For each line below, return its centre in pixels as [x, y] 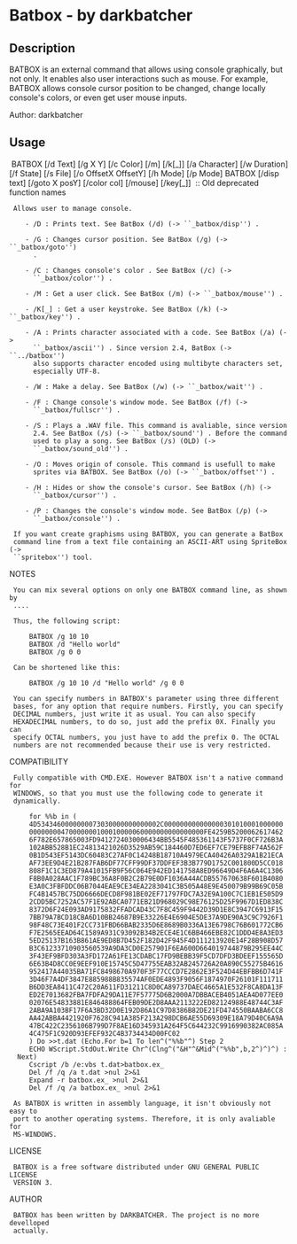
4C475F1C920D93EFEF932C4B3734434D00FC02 [104, 1033]
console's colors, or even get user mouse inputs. [98, 97]
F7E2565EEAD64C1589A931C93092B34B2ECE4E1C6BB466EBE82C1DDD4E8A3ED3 [156, 933]
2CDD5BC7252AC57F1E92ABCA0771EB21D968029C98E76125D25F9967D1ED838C [156, 902]
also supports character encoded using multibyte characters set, [158, 363]
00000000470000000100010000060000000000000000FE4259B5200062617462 [156, 832]
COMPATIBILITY [39, 761]
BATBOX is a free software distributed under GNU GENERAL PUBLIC [136, 1167]
